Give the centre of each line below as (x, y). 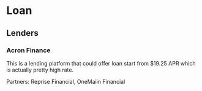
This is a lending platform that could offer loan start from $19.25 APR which (101, 63)
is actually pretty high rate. (40, 70)
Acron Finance (28, 50)
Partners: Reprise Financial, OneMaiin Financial (66, 81)
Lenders (22, 33)
